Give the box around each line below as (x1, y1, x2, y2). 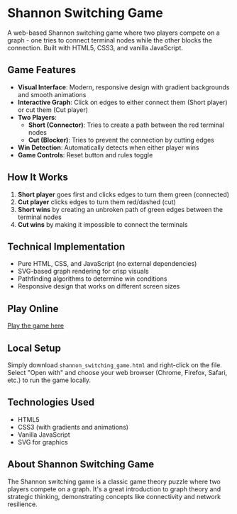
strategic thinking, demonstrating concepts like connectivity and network (7, 492, 221, 501)
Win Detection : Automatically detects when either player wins (17, 143, 199, 152)
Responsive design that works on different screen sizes (17, 282, 180, 291)
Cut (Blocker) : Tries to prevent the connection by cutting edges (28, 135, 214, 144)
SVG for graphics (17, 437, 69, 446)
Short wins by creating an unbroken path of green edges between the (17, 205, 224, 213)
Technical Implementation (7, 240, 126, 252)
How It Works (7, 172, 69, 184)
